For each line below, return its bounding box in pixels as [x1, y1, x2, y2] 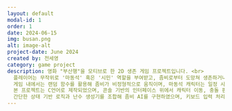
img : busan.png [7, 36, 51, 43]
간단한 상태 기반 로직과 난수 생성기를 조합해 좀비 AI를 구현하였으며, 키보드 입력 [13, 94, 213, 101]
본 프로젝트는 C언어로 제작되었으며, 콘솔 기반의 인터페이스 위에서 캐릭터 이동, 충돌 [13, 87, 220, 94]
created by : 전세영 [7, 55, 59, 62]
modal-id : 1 [7, 17, 41, 23]
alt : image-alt [7, 42, 51, 49]
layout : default [7, 10, 54, 17]
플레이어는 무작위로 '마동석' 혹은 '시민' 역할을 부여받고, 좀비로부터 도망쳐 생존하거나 [13, 74, 227, 81]
